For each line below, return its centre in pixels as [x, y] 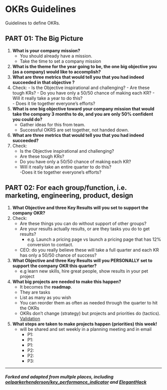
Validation [30, 318]
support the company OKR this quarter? [54, 266]
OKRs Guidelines [41, 9]
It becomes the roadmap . [46, 287]
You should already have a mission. [56, 56]
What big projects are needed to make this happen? [67, 282]
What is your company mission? [46, 50]
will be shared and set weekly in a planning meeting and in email [85, 329]
